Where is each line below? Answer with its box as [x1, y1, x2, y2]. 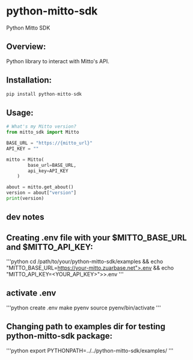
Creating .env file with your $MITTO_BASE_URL [6, 232, 188, 243]
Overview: [6, 42, 46, 52]
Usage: [6, 107, 34, 118]
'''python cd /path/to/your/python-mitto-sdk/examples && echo [6, 258, 164, 265]
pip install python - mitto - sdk [6, 91, 82, 97]
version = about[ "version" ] [6, 190, 77, 196]
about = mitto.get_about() [6, 184, 74, 190]
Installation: [6, 75, 52, 85]
